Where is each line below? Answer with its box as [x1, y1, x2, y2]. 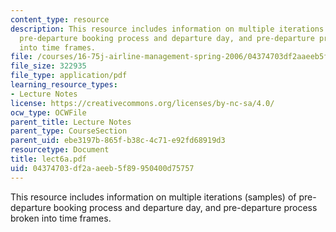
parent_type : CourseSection [10, 126, 128, 136]
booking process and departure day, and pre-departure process [53, 201, 318, 213]
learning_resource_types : [10, 80, 118, 90]
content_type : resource [10, 14, 110, 25]
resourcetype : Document [10, 145, 110, 155]
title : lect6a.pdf [10, 154, 87, 164]
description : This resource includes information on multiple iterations [10, 24, 325, 34]
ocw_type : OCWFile [10, 107, 87, 118]
